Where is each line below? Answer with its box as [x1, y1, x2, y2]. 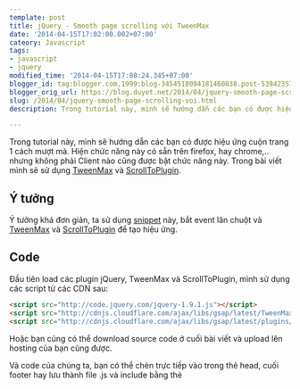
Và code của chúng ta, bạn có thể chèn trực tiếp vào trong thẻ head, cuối [9, 360, 279, 370]
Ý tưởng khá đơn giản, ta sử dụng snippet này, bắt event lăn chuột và [9, 215, 262, 226]
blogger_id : [9, 79, 54, 88]
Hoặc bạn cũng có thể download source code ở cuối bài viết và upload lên [9, 333, 283, 343]
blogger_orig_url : [9, 87, 78, 96]
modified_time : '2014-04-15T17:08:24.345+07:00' [9, 71, 194, 80]
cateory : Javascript [9, 37, 87, 47]
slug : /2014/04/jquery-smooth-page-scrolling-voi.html [9, 95, 218, 105]
